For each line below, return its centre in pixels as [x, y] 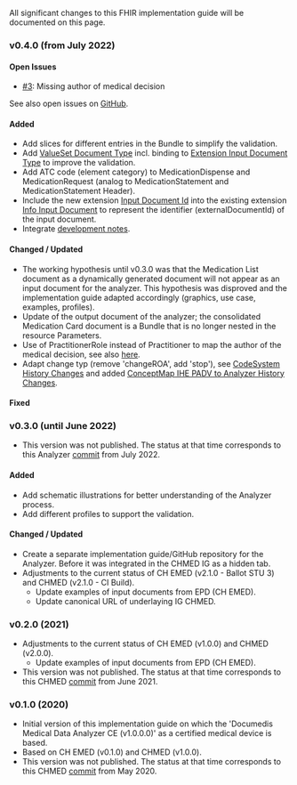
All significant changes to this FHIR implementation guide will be [127, 13]
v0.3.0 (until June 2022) [63, 426]
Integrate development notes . [76, 229]
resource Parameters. [62, 335]
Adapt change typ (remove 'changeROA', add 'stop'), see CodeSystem [151, 363]
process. [38, 504]
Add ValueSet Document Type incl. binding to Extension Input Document [155, 153]
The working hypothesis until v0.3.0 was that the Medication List [140, 269]
